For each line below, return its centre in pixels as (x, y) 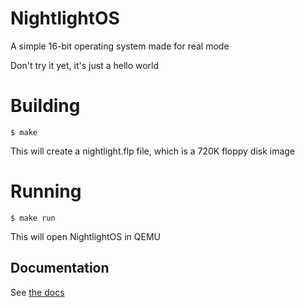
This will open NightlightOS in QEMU (85, 236)
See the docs (37, 292)
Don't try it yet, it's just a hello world (85, 65)
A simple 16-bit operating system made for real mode (120, 46)
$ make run (33, 218)
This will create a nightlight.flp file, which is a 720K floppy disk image (153, 151)
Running (46, 191)
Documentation (60, 268)
